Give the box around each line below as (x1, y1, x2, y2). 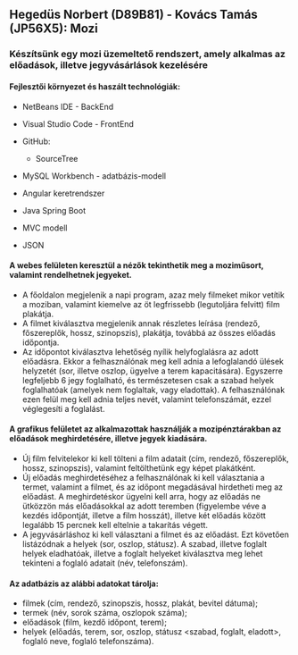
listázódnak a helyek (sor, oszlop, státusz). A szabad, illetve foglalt (21, 538, 268, 549)
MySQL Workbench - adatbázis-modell (21, 170, 167, 181)
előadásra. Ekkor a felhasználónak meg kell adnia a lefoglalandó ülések (21, 356, 284, 366)
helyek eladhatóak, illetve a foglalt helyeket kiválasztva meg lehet (21, 548, 263, 558)
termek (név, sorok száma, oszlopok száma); (21, 608, 187, 618)
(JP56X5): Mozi (9, 21, 98, 37)
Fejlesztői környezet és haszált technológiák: (9, 80, 181, 92)
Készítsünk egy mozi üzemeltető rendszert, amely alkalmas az (9, 48, 286, 61)
